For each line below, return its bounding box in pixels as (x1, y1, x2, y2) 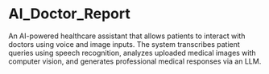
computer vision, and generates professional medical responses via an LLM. (8, 56, 262, 66)
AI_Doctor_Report (8, 5, 130, 23)
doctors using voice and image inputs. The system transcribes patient (8, 39, 240, 49)
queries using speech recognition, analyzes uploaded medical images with (8, 48, 256, 57)
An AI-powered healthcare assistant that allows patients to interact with (8, 31, 246, 41)
